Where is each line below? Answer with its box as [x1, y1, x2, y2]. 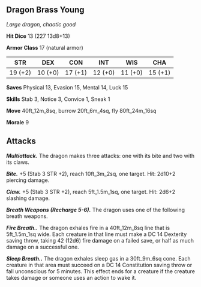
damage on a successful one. [6, 243, 79, 250]
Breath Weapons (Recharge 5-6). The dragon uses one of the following [6, 206, 185, 213]
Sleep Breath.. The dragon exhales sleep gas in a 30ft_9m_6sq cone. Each [6, 255, 191, 262]
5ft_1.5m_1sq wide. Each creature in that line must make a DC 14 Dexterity [6, 231, 187, 238]
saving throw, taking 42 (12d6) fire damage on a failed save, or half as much [6, 237, 194, 244]
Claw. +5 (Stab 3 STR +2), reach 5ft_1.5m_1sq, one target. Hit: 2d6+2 [6, 188, 176, 195]
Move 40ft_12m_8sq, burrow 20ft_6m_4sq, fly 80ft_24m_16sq [6, 107, 157, 114]
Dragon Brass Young [6, 5, 85, 15]
